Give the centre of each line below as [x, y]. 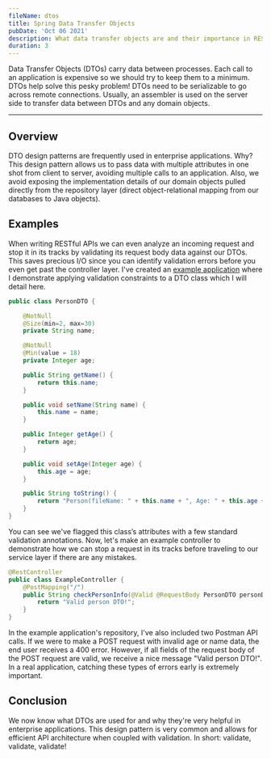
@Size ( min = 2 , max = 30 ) [59, 323]
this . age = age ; [65, 471]
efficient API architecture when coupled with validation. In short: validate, [130, 737]
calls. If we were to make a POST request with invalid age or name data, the [134, 641]
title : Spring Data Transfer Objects [72, 23]
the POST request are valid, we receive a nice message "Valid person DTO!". [135, 658]
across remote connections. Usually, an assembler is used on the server [128, 95]
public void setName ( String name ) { [85, 405]
